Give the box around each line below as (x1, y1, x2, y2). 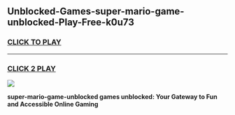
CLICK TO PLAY (7, 38, 62, 47)
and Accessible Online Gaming (7, 100, 99, 108)
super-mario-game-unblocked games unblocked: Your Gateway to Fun (7, 92, 218, 100)
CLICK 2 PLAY (7, 63, 56, 73)
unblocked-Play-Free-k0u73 (7, 17, 134, 29)
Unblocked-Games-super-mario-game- (7, 6, 185, 17)
